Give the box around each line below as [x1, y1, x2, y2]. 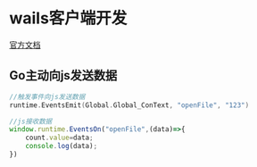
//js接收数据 [9, 117, 53, 126]
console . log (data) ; [25, 142, 98, 151]
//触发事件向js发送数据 [9, 92, 86, 101]
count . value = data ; [25, 133, 94, 143]
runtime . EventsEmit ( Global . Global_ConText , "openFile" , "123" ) [9, 100, 250, 110]
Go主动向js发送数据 [9, 68, 118, 83]
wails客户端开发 [9, 8, 128, 29]
